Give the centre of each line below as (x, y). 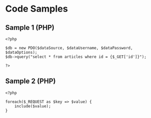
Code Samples (37, 9)
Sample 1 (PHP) (30, 28)
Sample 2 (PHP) (31, 81)
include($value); (33, 106)
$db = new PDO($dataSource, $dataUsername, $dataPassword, (69, 48)
